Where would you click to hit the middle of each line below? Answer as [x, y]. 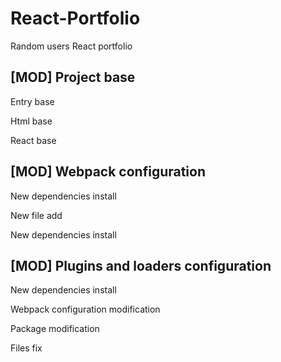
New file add [36, 215]
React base [33, 140]
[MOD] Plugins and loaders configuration [141, 265]
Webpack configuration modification [85, 309]
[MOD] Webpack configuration [108, 172]
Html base [31, 121]
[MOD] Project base [73, 77]
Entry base [32, 101]
